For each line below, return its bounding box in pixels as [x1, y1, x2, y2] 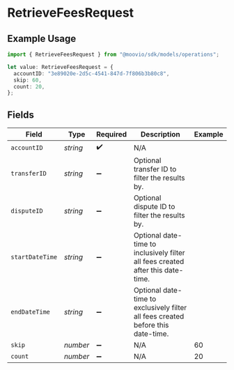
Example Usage [7, 33, 77, 45]
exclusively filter [133, 303, 187, 313]
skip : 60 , [13, 77, 42, 84]
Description [140, 130, 180, 139]
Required [96, 130, 127, 139]
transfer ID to [133, 164, 177, 174]
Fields [7, 109, 35, 121]
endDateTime [10, 308, 51, 316]
